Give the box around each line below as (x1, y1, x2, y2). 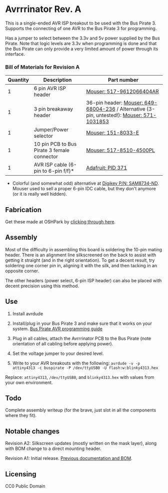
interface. (5, 51, 25, 57)
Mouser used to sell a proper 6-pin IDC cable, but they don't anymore (12, 186, 156, 192)
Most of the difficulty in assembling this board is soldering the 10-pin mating (5, 246, 162, 252)
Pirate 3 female (33, 147, 70, 154)
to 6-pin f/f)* (42, 168, 74, 175)
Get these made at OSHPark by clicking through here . (5, 219, 116, 225)
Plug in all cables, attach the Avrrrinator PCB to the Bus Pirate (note (12, 335, 151, 341)
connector (33, 153, 58, 160)
